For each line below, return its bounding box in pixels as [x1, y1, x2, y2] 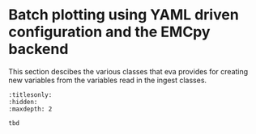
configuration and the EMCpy [8, 23, 211, 41]
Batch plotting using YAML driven [8, 6, 239, 24]
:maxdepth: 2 [8, 105, 53, 113]
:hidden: [8, 98, 38, 106]
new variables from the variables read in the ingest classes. [8, 75, 207, 85]
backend [8, 40, 69, 58]
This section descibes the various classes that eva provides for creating [8, 66, 249, 76]
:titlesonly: [8, 90, 53, 98]
